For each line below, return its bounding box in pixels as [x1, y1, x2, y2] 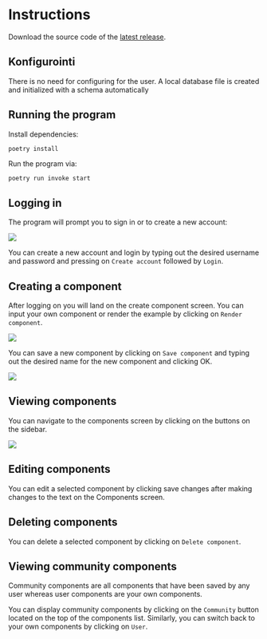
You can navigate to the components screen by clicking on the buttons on [8, 415, 251, 425]
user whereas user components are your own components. [8, 589, 203, 599]
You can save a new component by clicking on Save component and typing [8, 348, 249, 358]
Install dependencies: [8, 129, 79, 139]
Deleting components [8, 515, 118, 529]
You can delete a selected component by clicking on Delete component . [8, 537, 241, 546]
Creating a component [8, 280, 122, 293]
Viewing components [8, 395, 117, 408]
